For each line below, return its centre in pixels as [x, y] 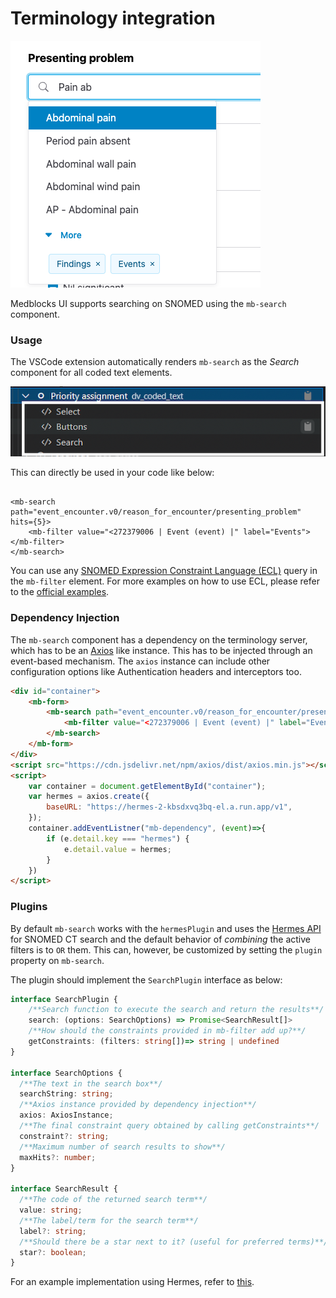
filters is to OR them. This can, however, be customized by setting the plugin [166, 949]
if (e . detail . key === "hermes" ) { [118, 838]
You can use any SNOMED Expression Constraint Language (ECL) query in [164, 571]
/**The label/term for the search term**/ [109, 1220]
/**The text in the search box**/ [91, 1083]
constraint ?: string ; [64, 1136]
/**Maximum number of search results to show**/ [122, 1147]
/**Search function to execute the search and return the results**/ [176, 1010]
